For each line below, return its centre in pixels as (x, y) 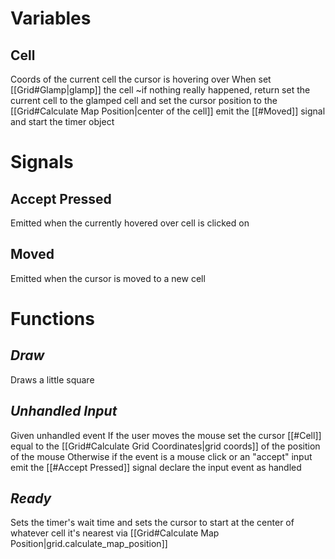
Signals (42, 162)
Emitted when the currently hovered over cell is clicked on (130, 223)
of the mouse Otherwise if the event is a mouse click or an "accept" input (161, 456)
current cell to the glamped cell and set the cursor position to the (144, 100)
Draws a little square (52, 379)
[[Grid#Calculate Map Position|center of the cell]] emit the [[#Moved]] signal (168, 111)
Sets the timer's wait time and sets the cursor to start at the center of (152, 523)
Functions (52, 319)
